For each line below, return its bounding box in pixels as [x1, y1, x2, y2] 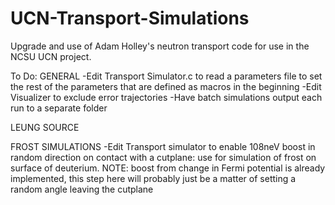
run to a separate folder [10, 102, 108, 114]
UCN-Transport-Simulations [10, 7, 250, 30]
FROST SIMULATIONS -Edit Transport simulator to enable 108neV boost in [10, 140, 316, 152]
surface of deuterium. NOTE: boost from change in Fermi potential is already [10, 162, 326, 174]
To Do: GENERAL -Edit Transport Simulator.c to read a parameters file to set [10, 70, 323, 82]
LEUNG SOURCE [10, 121, 80, 133]
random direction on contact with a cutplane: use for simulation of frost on [10, 151, 317, 163]
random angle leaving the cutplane [10, 183, 154, 195]
